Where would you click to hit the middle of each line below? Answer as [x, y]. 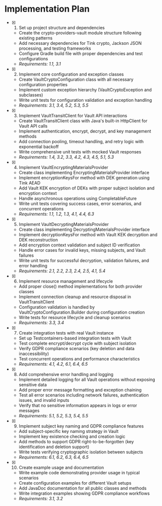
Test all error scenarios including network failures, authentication [84, 395]
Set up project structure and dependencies [62, 27]
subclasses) [31, 95]
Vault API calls [33, 126]
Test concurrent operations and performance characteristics [79, 358]
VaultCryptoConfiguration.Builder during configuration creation [82, 312]
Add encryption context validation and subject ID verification [79, 245]
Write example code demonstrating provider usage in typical [79, 472]
